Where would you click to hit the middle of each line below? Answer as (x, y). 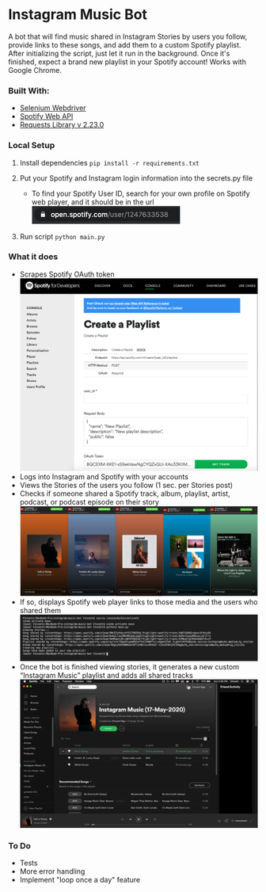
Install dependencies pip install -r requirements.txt (109, 162)
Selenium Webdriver (53, 108)
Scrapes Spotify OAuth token (67, 274)
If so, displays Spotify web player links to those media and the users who (139, 602)
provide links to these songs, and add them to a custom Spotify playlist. (125, 44)
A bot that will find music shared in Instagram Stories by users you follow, (128, 36)
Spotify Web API (46, 116)
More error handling (52, 871)
